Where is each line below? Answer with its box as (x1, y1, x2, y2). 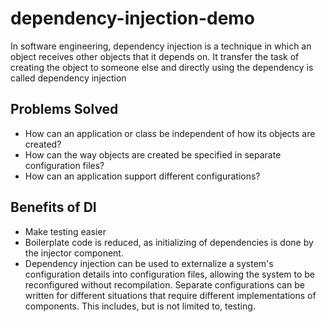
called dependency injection (10, 72, 127, 84)
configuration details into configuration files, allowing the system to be (24, 268, 316, 280)
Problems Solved (10, 101, 119, 118)
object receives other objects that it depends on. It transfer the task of (10, 50, 300, 62)
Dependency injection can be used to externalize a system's (24, 257, 274, 269)
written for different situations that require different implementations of (24, 289, 317, 301)
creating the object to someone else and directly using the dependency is (10, 61, 314, 73)
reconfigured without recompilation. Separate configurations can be (24, 278, 305, 291)
